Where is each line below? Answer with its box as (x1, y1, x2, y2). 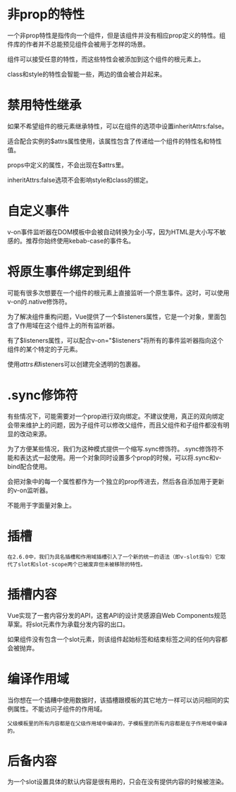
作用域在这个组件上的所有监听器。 (19, 321, 118, 329)
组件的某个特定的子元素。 (7, 345, 82, 353)
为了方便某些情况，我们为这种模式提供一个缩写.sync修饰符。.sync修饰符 (7, 444, 218, 453)
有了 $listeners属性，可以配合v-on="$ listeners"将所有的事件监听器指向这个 (7, 336, 224, 344)
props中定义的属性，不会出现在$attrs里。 (7, 160, 128, 169)
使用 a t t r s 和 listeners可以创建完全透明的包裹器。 (7, 360, 144, 368)
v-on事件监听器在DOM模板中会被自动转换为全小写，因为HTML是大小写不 (7, 227, 220, 236)
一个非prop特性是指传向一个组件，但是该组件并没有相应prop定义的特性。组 (7, 31, 226, 39)
